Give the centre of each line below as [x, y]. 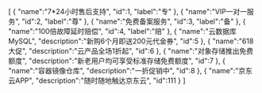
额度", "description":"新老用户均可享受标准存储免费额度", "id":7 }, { [117, 61]
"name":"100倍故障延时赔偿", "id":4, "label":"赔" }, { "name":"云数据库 [122, 31]
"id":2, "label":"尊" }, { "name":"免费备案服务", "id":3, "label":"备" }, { [134, 21]
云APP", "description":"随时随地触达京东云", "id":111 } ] [97, 80]
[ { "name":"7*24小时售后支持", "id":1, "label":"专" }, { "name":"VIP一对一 [128, 11]
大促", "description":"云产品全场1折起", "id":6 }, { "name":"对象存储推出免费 [131, 51]
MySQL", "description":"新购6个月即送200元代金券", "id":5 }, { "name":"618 [131, 41]
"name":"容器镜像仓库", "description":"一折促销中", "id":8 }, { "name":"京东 [130, 71]
